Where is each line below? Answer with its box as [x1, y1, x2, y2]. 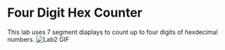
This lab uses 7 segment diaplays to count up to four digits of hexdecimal [7, 28, 218, 36]
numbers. [7, 35, 35, 43]
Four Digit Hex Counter [7, 5, 143, 21]
